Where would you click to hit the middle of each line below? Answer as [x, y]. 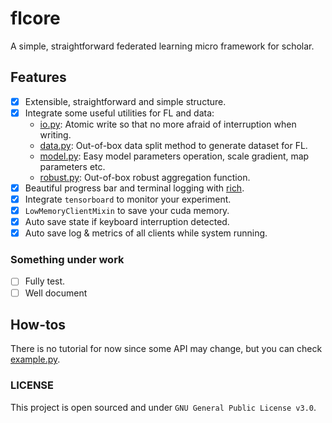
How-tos [38, 325]
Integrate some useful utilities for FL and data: [119, 113]
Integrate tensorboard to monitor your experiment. [128, 199]
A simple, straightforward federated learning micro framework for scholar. [162, 46]
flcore [35, 18]
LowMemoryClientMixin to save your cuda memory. [127, 210]
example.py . [35, 359]
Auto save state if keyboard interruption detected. [127, 222]
